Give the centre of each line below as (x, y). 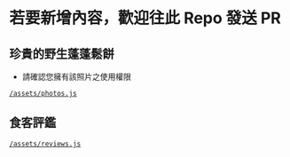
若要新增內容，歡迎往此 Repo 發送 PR (145, 18)
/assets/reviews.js (45, 144)
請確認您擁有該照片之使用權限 (76, 77)
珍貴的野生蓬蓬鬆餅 (62, 54)
